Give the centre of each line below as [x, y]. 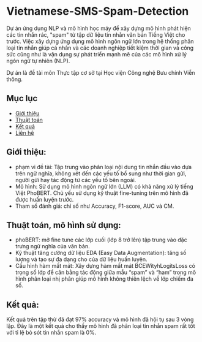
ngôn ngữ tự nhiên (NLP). [38, 61]
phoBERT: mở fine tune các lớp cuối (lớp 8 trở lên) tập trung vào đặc [101, 240]
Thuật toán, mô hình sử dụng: [64, 225]
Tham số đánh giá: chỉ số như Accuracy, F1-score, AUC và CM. [95, 206]
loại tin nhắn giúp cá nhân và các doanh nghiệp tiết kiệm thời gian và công [100, 48]
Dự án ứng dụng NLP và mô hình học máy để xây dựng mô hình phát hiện [99, 28]
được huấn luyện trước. [44, 199]
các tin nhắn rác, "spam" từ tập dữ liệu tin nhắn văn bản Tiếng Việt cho [96, 34]
